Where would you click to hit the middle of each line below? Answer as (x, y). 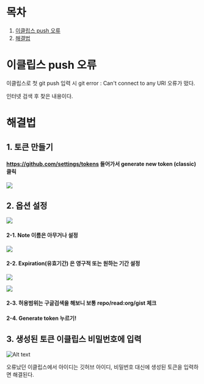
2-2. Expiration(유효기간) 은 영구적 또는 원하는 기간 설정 (73, 263)
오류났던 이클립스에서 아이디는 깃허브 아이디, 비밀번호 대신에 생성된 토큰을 (94, 367)
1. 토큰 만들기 (30, 147)
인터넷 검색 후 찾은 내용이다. (40, 96)
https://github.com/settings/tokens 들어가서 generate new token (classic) (101, 164)
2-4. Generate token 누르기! (42, 318)
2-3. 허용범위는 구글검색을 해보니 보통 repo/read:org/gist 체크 (82, 303)
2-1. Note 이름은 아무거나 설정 (42, 235)
